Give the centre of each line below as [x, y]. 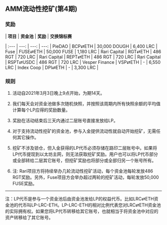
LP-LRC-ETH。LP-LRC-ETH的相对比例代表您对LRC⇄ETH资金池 [96, 205]
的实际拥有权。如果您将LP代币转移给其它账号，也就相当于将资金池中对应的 [82, 211]
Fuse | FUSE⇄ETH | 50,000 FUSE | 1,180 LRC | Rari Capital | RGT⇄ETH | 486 [83, 51]
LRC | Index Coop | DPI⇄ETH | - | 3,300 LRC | [52, 67]
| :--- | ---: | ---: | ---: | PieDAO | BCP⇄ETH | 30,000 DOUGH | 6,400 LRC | [81, 46]
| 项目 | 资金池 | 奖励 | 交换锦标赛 [39, 36]
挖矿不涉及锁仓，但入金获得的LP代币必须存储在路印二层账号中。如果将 [85, 148]
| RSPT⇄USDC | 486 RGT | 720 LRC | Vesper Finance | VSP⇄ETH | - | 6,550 [83, 62]
